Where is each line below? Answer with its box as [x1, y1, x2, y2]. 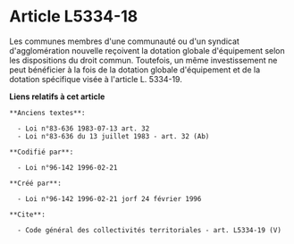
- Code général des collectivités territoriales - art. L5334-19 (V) [17, 225, 281, 234]
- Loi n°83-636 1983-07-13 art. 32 [17, 123, 150, 133]
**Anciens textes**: [9, 108, 87, 117]
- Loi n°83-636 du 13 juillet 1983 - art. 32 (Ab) [17, 131, 210, 140]
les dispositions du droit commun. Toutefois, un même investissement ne [9, 55, 278, 65]
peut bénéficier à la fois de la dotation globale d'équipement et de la [9, 64, 261, 75]
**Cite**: [9, 210, 46, 219]
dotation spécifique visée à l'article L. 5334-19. [9, 73, 183, 84]
